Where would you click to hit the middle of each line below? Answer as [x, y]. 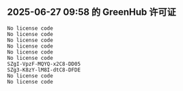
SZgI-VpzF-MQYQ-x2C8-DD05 [44, 64]
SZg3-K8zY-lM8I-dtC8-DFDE [44, 70]
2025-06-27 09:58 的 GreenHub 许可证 [91, 12]
